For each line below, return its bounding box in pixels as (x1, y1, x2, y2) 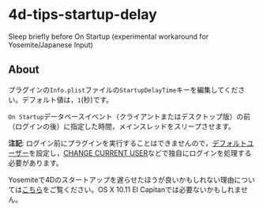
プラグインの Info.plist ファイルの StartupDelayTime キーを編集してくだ (8, 85, 239, 94)
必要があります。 (8, 158, 63, 168)
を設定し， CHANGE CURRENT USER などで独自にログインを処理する (28, 148, 252, 157)
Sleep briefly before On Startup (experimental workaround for (8, 32, 209, 41)
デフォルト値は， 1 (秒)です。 (21, 95, 113, 104)
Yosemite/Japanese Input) (8, 40, 93, 49)
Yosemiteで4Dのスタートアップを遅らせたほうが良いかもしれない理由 (8, 175, 235, 184)
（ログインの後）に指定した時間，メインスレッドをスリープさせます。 (8, 121, 235, 131)
